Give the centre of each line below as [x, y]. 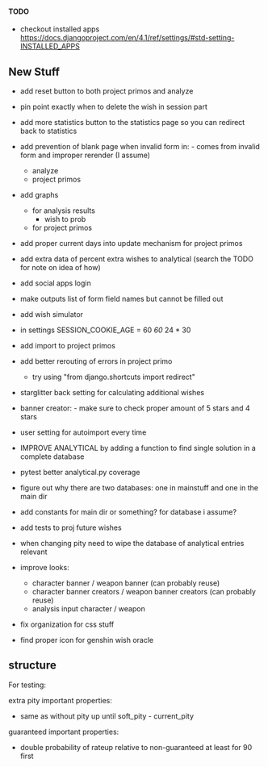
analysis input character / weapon [88, 609]
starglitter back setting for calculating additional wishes [112, 393]
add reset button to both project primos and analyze [107, 91]
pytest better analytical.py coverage [80, 473]
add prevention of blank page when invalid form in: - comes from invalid [140, 147]
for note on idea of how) [60, 268]
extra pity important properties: [61, 700]
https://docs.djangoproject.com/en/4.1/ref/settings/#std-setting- [127, 38]
